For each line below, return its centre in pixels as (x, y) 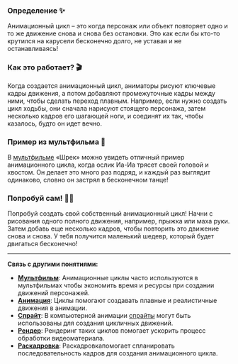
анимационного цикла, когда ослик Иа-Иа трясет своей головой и (108, 165)
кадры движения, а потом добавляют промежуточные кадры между (112, 93)
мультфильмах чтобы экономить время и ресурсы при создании (116, 285)
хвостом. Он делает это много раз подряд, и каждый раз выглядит (109, 172)
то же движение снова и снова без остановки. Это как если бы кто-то (114, 33)
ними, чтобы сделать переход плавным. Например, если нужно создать (117, 101)
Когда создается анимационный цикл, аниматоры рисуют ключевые (112, 86)
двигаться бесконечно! (42, 244)
